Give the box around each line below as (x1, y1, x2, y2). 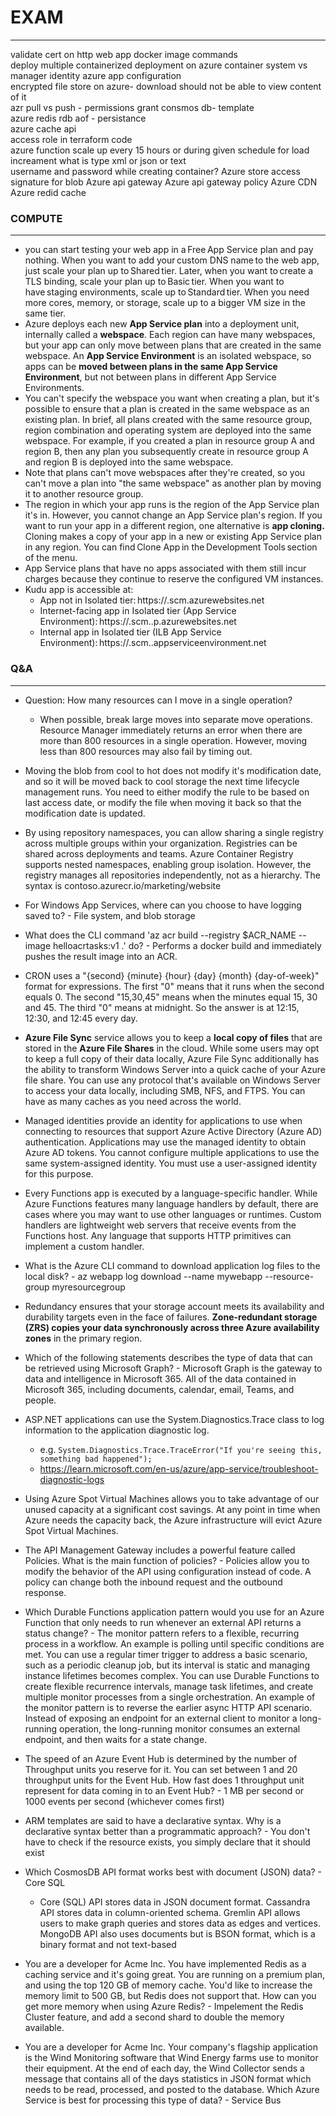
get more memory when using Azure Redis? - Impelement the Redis (24, 2000, 304, 2012)
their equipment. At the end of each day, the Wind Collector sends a (24, 2062, 305, 2074)
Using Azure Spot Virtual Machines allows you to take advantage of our (24, 1492, 320, 1505)
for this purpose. (24, 1167, 94, 1180)
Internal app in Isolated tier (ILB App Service (39, 626, 222, 638)
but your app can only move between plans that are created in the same (24, 339, 322, 351)
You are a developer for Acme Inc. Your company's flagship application (24, 2041, 318, 2053)
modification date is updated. (24, 807, 146, 819)
